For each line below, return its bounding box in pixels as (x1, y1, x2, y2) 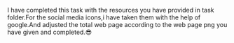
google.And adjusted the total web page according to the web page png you (7, 21, 228, 28)
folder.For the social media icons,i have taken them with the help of (7, 13, 201, 21)
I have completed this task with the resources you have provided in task (7, 6, 214, 14)
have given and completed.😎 (7, 28, 92, 36)
